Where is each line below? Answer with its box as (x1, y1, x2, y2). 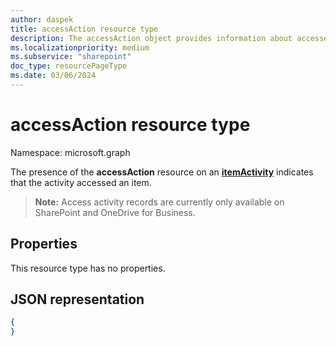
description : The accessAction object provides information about (10, 33, 293, 43)
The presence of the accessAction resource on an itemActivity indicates (10, 166, 314, 178)
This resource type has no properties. (10, 262, 166, 274)
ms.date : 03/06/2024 (10, 71, 97, 81)
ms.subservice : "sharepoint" (10, 52, 132, 62)
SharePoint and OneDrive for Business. (34, 206, 196, 218)
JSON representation (10, 291, 145, 308)
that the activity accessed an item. (10, 176, 152, 188)
